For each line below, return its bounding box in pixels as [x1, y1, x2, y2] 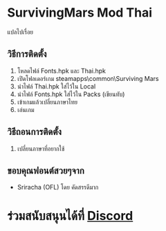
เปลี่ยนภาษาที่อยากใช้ [17, 144, 65, 153]
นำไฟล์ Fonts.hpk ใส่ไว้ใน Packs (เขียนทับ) [17, 90, 125, 98]
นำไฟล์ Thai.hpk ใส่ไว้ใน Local [17, 82, 96, 91]
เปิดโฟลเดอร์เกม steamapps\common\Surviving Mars [17, 74, 159, 82]
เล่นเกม [17, 105, 35, 113]
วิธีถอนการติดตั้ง [7, 126, 62, 138]
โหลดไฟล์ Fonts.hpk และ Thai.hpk [17, 66, 106, 75]
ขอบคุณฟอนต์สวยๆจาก [7, 165, 84, 176]
